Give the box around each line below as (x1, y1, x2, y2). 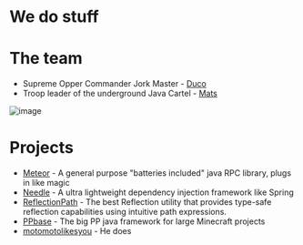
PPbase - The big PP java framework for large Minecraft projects (22, 216, 266, 227)
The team (9, 48, 84, 69)
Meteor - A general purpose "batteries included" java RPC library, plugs (22, 168, 292, 179)
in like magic (22, 178, 70, 189)
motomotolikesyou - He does (22, 226, 132, 237)
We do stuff (9, 6, 99, 27)
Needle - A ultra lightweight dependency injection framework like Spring (22, 187, 294, 198)
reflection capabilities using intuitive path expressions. (22, 207, 227, 218)
